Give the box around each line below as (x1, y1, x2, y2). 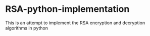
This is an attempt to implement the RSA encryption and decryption (5, 20, 145, 26)
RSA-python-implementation (5, 3, 130, 15)
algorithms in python (5, 25, 48, 31)
